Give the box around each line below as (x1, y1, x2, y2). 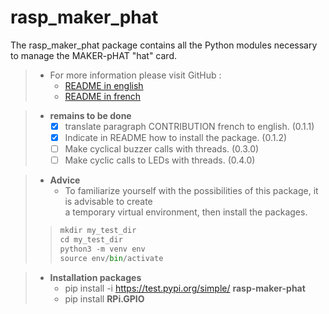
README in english (64, 79, 144, 91)
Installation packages (49, 271, 142, 283)
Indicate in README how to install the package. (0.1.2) (64, 132, 288, 143)
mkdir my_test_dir (59, 226, 137, 236)
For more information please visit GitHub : (49, 69, 222, 81)
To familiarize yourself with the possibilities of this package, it (64, 185, 319, 197)
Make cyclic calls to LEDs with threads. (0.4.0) (64, 154, 256, 166)
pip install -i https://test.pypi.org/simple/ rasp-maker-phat (64, 282, 306, 294)
